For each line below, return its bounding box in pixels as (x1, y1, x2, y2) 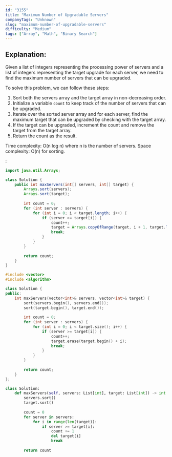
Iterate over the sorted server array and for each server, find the (12, 111, 148, 117)
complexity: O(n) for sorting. (5, 148, 65, 154)
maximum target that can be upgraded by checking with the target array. (12, 116, 166, 122)
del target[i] (51, 433, 81, 439)
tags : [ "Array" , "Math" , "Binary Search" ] (5, 31, 97, 36)
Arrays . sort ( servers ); (24, 186, 72, 192)
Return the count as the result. (12, 133, 77, 139)
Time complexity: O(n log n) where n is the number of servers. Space (5, 142, 151, 149)
